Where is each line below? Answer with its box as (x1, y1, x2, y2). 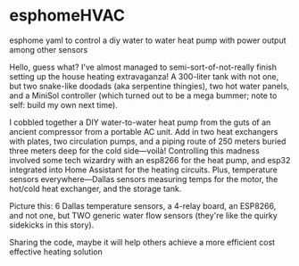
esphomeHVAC (9, 5, 125, 26)
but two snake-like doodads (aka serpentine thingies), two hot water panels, (9, 80, 290, 91)
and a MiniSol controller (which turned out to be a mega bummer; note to (9, 90, 278, 101)
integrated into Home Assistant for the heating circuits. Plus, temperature (9, 164, 278, 175)
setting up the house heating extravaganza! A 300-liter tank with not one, (9, 71, 279, 81)
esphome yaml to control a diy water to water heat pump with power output (9, 35, 287, 46)
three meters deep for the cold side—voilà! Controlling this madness (9, 145, 261, 156)
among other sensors (9, 44, 88, 54)
